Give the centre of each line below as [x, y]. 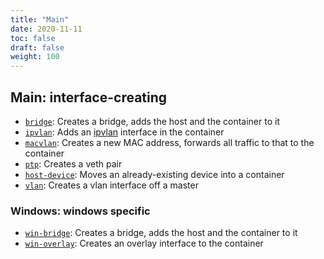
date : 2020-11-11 [46, 29]
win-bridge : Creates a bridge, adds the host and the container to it [161, 233]
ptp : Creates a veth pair [73, 163]
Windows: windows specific [80, 211]
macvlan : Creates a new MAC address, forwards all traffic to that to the [169, 142]
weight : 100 [35, 57]
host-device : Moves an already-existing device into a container [154, 174]
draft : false [37, 47]
